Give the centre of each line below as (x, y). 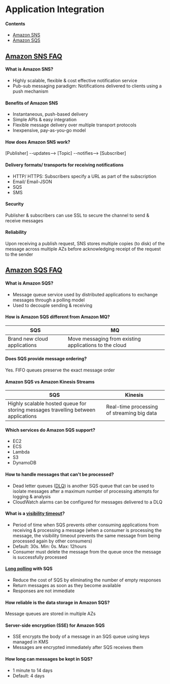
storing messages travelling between (52, 410)
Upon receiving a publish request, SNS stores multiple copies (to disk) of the (85, 244)
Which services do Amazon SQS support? (50, 430)
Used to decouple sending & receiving (52, 305)
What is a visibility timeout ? (35, 514)
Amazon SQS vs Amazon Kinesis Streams (50, 382)
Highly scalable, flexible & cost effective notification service (75, 80)
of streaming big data (132, 413)
